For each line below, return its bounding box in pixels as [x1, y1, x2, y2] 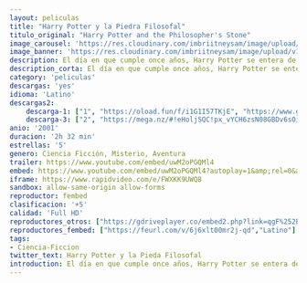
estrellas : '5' [9, 141, 68, 150]
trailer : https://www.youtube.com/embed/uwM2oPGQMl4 [9, 157, 215, 167]
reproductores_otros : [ [9, 216, 101, 226]
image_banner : [9, 47, 64, 57]
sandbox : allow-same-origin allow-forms [9, 183, 166, 193]
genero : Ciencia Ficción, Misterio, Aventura [9, 149, 185, 158]
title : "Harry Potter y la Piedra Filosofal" [9, 22, 185, 31]
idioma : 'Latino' [9, 89, 76, 99]
